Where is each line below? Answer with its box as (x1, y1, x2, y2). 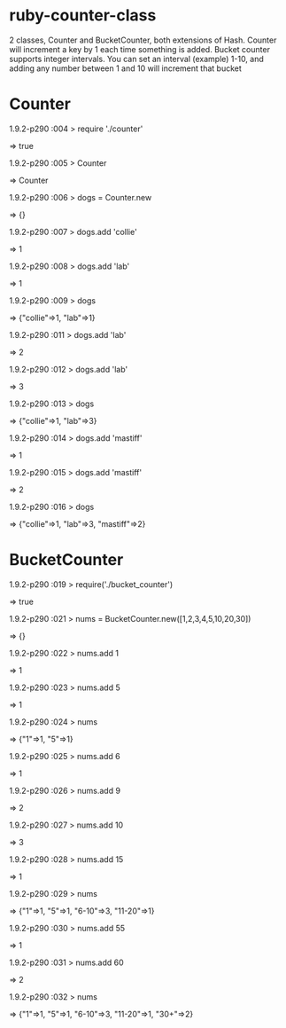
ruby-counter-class (9, 5, 157, 26)
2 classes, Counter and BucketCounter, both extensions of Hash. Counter (9, 35, 277, 45)
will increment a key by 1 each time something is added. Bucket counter (9, 43, 270, 54)
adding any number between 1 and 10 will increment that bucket (9, 63, 242, 74)
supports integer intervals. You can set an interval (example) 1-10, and (9, 53, 264, 64)
